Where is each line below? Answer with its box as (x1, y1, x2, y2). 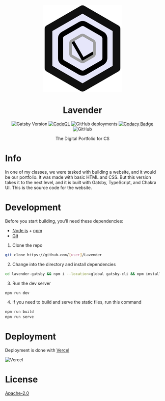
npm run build (5, 309, 34, 314)
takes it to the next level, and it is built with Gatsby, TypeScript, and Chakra (5, 179, 157, 185)
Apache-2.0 (5, 390, 29, 396)
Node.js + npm (12, 227, 43, 233)
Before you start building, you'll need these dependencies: (5, 218, 124, 224)
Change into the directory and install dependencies (12, 261, 116, 267)
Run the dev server (12, 280, 51, 286)
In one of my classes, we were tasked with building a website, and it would (5, 169, 156, 175)
